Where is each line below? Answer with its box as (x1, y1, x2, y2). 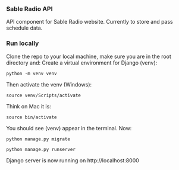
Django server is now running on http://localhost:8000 (6, 156, 140, 164)
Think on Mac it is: (6, 102, 52, 110)
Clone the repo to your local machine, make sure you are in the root (6, 53, 171, 60)
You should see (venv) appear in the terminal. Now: (6, 124, 132, 131)
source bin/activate (6, 114, 58, 120)
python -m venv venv (6, 70, 58, 76)
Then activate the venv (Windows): (6, 81, 92, 88)
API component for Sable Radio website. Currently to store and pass (6, 18, 174, 25)
